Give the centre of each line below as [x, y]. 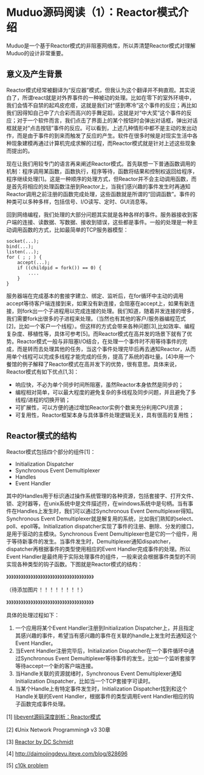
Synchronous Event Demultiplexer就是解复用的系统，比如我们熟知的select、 [101, 518]
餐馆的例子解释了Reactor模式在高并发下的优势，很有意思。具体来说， [93, 364]
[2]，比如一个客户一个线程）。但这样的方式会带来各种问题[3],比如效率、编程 [101, 326]
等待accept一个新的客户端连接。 [56, 666]
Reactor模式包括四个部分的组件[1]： [51, 452]
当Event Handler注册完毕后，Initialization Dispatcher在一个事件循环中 [102, 650]
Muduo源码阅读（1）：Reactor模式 [92, 12]
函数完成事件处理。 [44, 704]
